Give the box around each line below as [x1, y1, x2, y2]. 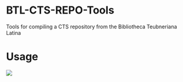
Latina [6, 29, 21, 36]
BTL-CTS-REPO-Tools [6, 4, 115, 17]
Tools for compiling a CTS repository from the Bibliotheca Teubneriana [6, 23, 178, 30]
